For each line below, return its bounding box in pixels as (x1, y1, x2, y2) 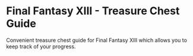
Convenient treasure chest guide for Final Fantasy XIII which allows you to (6, 36, 187, 43)
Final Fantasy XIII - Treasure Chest (6, 4, 180, 18)
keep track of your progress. (6, 43, 76, 50)
